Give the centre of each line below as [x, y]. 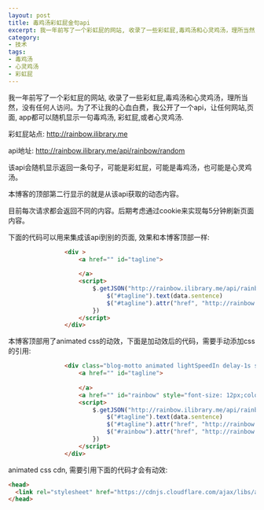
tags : [17, 52]
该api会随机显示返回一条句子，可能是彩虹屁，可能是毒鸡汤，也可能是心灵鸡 [130, 167]
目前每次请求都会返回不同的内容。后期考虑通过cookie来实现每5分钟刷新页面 [131, 210]
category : [24, 37]
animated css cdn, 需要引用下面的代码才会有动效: [88, 470]
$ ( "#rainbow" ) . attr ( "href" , [152, 432]
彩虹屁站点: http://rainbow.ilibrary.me [68, 134]
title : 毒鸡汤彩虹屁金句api [49, 23]
